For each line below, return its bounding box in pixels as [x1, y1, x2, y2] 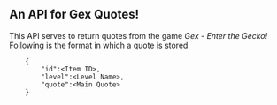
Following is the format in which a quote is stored [9, 40, 189, 50]
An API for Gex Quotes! [9, 7, 140, 22]
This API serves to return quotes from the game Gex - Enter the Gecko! [9, 30, 268, 41]
